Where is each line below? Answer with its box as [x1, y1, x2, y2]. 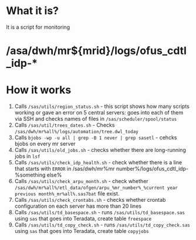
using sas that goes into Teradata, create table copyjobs [14, 228, 149, 235]
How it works [6, 83, 72, 97]
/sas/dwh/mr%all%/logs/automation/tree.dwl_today [14, 129, 139, 135]
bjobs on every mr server [14, 140, 76, 147]
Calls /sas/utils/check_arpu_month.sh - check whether [14, 178, 148, 185]
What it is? [6, 4, 59, 18]
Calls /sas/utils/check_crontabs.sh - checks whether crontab [14, 197, 166, 204]
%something [14, 171, 46, 178]
